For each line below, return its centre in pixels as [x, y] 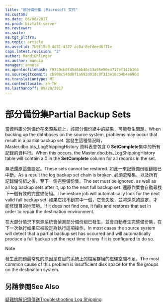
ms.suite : [15, 33]
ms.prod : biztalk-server [31, 24]
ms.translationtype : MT [30, 79]
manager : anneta [22, 65]
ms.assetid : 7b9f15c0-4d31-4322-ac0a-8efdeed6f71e [59, 47]
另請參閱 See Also [32, 286]
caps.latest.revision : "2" [33, 51]
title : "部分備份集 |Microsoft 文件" [42, 10]
